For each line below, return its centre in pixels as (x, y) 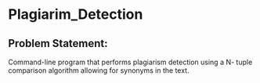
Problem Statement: (58, 43)
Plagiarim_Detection (76, 14)
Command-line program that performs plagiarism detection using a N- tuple (130, 62)
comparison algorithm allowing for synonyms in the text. (99, 70)
